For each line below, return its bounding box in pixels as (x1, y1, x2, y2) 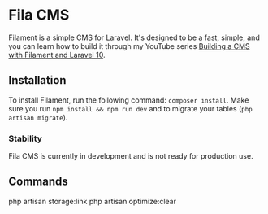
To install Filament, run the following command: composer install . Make (8, 95, 249, 105)
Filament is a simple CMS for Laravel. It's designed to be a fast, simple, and (8, 33, 260, 42)
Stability (8, 133, 43, 144)
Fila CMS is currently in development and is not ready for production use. (8, 151, 253, 161)
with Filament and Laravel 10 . (8, 50, 106, 59)
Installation (8, 73, 67, 87)
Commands (8, 175, 69, 189)
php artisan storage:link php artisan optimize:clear (8, 196, 177, 206)
